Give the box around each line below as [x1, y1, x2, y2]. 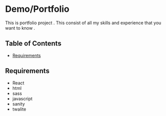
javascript [12, 95, 33, 102]
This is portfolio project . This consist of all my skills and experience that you [5, 20, 162, 26]
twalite [12, 106, 26, 112]
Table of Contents [5, 39, 62, 48]
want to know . [5, 25, 36, 31]
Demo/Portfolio [5, 3, 69, 15]
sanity [12, 101, 25, 107]
